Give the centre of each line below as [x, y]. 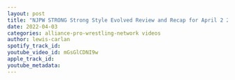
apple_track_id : [31, 59]
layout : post [26, 14]
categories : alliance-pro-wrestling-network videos [84, 33]
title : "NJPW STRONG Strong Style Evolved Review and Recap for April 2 [115, 20]
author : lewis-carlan [39, 40]
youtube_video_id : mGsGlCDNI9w [53, 53]
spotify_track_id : [34, 46]
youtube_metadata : [34, 65]
